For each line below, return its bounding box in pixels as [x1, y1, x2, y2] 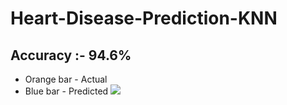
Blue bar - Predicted [24, 85, 109, 97]
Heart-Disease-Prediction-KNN [10, 7, 278, 30]
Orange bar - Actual [24, 73, 108, 85]
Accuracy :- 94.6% [10, 47, 132, 64]
